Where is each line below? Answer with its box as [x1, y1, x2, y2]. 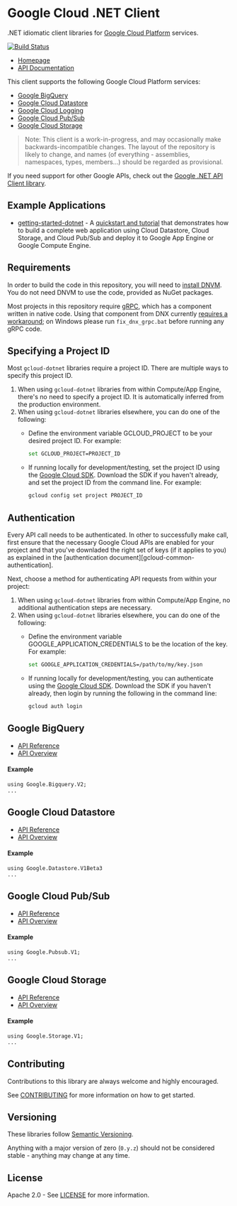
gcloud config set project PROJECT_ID [28, 492, 143, 499]
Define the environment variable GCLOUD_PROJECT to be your [28, 429, 213, 438]
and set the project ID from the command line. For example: [28, 478, 202, 487]
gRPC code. [7, 325, 42, 333]
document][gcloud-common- [109, 553, 195, 562]
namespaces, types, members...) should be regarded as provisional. [24, 158, 224, 166]
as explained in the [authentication [7, 553, 108, 562]
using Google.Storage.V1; [7, 1032, 83, 1040]
